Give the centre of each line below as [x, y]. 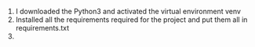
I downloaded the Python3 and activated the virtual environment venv [128, 11]
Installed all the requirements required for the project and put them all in [131, 20]
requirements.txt [42, 28]
